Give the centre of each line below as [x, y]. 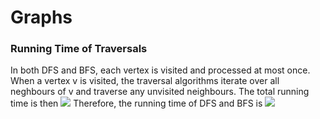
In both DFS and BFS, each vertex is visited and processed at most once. [160, 70]
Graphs [41, 17]
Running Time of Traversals [79, 49]
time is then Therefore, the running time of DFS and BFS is [136, 103]
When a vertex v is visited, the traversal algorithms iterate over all [145, 81]
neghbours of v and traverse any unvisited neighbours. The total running [160, 92]
